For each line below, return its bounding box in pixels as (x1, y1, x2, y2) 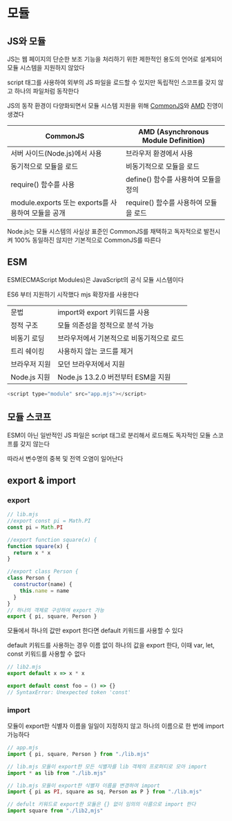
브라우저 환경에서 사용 (125, 149, 193, 158)
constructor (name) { (13, 581, 72, 588)
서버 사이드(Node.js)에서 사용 (10, 149, 102, 158)
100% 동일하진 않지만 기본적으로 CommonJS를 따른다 (14, 236, 162, 244)
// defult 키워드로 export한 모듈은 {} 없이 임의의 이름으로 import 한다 (7, 801, 196, 808)
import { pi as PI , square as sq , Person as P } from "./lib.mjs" (7, 789, 202, 795)
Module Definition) (142, 135, 206, 145)
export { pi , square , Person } (7, 613, 97, 620)
